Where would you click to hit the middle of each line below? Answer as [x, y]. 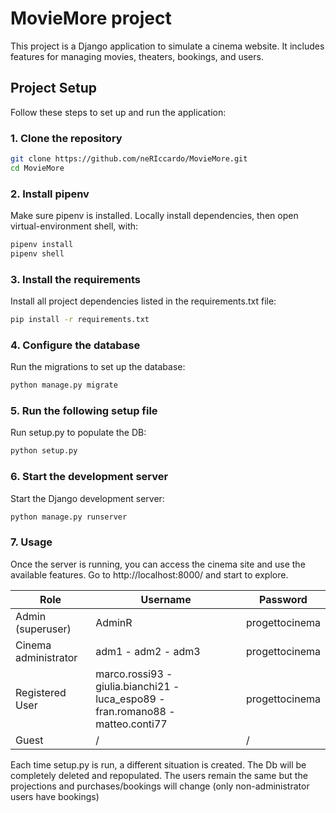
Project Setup [54, 88]
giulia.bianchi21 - [137, 686]
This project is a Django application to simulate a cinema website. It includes [167, 46]
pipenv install [42, 245]
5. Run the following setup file [84, 411]
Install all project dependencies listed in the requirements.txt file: [143, 301]
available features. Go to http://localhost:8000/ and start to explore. [149, 574]
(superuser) [43, 629]
